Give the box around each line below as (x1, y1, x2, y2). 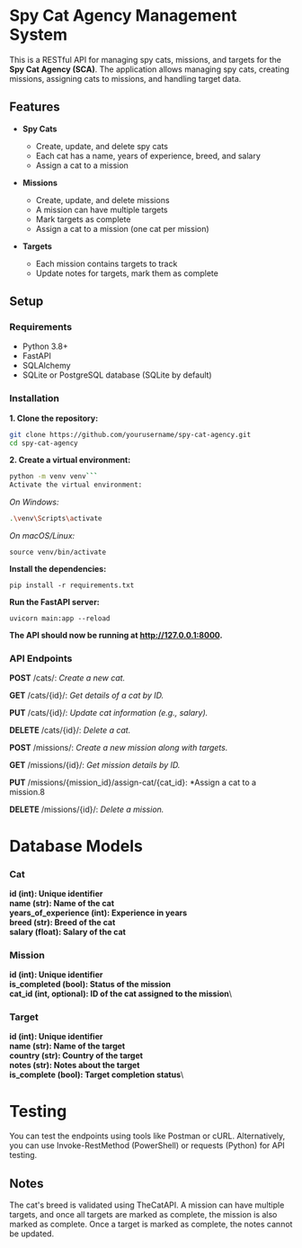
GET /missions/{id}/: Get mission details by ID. (9, 760, 181, 771)
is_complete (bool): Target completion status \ (9, 1069, 184, 1080)
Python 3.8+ (22, 341, 69, 352)
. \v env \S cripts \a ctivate (9, 514, 102, 523)
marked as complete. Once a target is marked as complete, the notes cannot (9, 1219, 293, 1230)
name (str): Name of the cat (9, 897, 115, 908)
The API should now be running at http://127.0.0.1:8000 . (9, 630, 223, 641)
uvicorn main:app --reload (9, 614, 111, 623)
